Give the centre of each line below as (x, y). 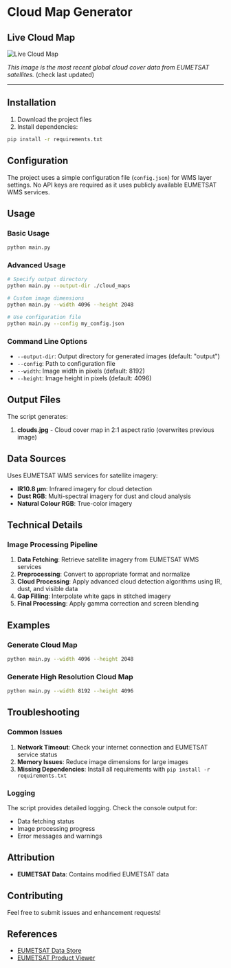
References (32, 934)
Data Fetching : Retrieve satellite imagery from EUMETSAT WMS (108, 559)
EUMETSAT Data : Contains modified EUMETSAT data (93, 874)
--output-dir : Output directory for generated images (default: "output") (118, 356)
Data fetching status (46, 821)
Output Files (34, 400)
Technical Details (45, 525)
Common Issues (35, 732)
